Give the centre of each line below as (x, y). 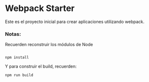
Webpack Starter (40, 8)
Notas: (13, 34)
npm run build (19, 75)
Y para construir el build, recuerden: (41, 66)
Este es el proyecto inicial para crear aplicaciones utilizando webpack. (75, 22)
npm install (17, 58)
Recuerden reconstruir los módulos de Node (49, 45)
